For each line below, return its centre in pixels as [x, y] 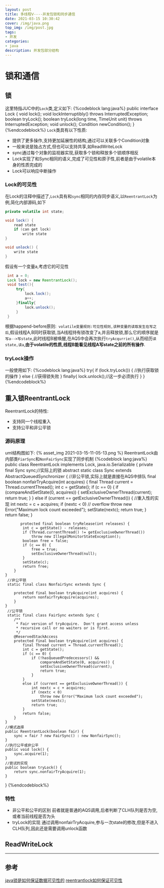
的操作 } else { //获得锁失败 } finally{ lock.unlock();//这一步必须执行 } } [75, 376]
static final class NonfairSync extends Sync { [56, 584]
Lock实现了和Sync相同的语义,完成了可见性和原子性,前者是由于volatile [82, 159]
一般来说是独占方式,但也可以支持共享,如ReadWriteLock [67, 146]
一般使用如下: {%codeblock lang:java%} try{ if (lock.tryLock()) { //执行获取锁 [82, 370]
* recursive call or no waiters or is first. [63, 628]
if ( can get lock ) [32, 229]
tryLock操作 [20, 358]
